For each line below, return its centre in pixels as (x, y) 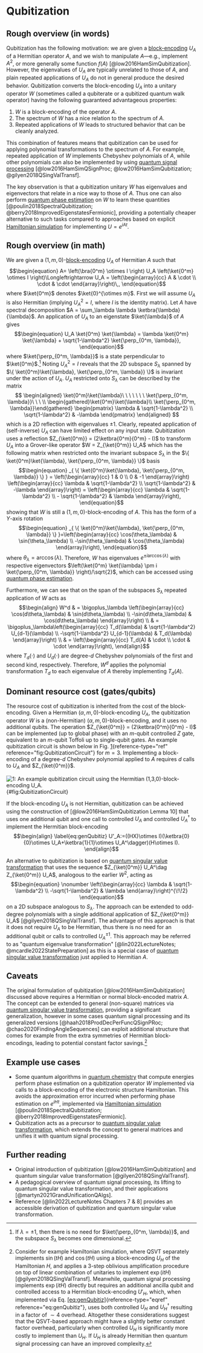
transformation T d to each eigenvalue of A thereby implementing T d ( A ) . (95, 672)
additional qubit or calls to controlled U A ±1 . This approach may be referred (98, 936)
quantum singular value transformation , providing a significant (84, 1010)
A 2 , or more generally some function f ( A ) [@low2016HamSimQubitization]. (99, 63)
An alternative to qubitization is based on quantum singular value (87, 861)
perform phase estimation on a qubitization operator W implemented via (105, 1083)
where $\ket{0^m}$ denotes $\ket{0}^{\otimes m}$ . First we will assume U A (101, 294)
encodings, (20, 1043)
